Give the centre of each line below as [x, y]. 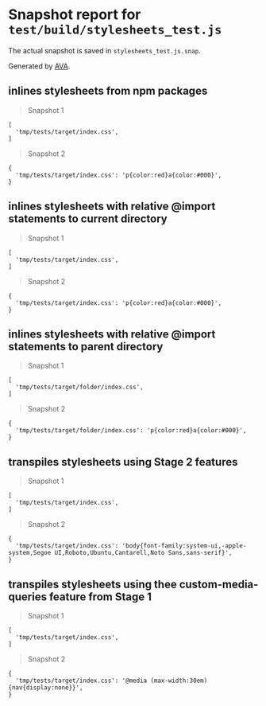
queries [28, 597]
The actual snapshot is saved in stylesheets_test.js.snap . [104, 50]
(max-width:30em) [179, 681]
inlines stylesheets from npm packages [108, 91]
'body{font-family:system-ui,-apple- [184, 546]
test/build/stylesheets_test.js [115, 30]
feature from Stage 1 [100, 597]
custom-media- [219, 584]
